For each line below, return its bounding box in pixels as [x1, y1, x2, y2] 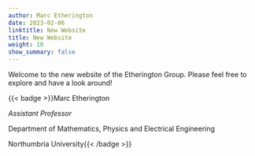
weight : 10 [8, 41, 44, 49]
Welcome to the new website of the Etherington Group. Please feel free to [8, 70, 247, 79]
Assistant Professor [8, 109, 72, 118]
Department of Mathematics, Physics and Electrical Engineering [8, 124, 215, 133]
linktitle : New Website [8, 26, 87, 34]
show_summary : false [8, 48, 76, 56]
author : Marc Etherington [8, 11, 93, 20]
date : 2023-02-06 [8, 19, 65, 27]
